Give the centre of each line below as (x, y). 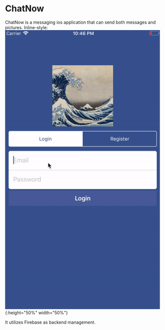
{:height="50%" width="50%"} (37, 313)
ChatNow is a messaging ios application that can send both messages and (81, 22)
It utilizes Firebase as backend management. (50, 322)
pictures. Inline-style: (27, 27)
